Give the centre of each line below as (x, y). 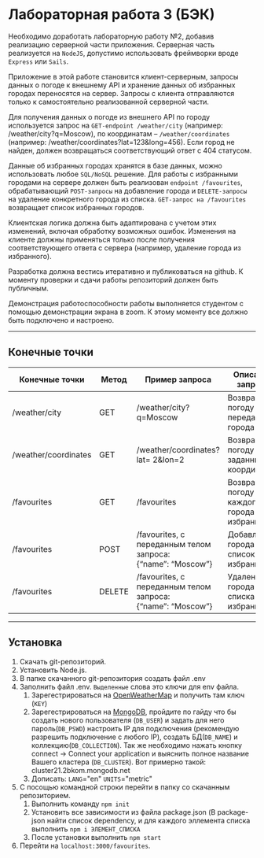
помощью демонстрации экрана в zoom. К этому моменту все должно (128, 312)
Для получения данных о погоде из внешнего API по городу (109, 116)
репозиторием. (45, 795)
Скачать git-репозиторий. (63, 661)
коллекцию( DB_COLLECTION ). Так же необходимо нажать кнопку (136, 745)
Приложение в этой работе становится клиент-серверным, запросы (123, 76)
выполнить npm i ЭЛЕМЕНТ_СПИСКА (86, 829)
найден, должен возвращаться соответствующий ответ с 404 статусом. (130, 150)
